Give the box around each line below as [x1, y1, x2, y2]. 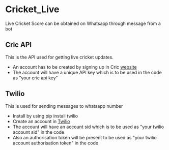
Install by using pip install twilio [12, 113, 78, 119]
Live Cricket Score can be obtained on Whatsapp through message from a [5, 20, 161, 26]
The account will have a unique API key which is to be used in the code [12, 69, 162, 75]
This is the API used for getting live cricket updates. [5, 54, 114, 60]
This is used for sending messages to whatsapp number [5, 103, 123, 109]
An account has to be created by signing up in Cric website [12, 64, 137, 70]
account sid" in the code [12, 129, 65, 135]
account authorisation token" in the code [12, 140, 98, 146]
